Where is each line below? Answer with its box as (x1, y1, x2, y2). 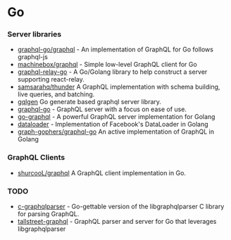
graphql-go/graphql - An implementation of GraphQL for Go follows (17, 45, 213, 53)
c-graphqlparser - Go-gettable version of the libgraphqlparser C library (17, 202, 225, 211)
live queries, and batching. (17, 90, 95, 99)
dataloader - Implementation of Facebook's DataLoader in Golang (17, 120, 209, 129)
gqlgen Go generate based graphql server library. (17, 98, 162, 106)
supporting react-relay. (17, 75, 85, 84)
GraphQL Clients (7, 153, 65, 163)
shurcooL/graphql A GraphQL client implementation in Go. (17, 168, 187, 177)
